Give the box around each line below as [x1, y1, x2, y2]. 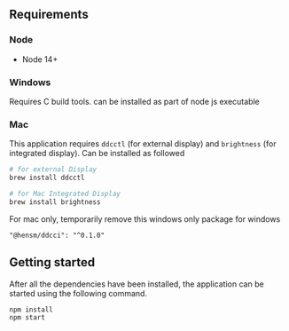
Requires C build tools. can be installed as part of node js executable [9, 96, 260, 106]
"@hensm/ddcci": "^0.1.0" [9, 231, 105, 240]
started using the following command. [9, 288, 148, 298]
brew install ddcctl [9, 173, 86, 183]
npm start [9, 313, 46, 322]
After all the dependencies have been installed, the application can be [9, 279, 264, 289]
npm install [9, 305, 53, 314]
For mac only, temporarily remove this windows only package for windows [9, 213, 281, 225]
